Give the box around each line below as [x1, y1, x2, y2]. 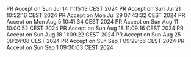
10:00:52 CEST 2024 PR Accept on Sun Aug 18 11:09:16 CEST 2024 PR [6, 24, 184, 32]
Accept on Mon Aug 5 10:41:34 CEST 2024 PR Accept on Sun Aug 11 [6, 18, 179, 25]
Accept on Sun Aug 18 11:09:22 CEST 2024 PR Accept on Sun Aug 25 [6, 31, 181, 38]
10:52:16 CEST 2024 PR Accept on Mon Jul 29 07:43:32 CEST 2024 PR [6, 12, 186, 19]
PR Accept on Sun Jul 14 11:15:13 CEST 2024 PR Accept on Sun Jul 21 [6, 5, 181, 12]
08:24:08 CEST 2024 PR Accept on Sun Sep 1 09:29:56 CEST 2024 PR [6, 38, 185, 44]
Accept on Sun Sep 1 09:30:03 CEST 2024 [6, 44, 114, 51]
